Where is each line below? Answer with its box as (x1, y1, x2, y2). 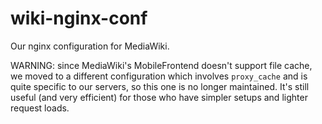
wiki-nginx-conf (10, 7, 148, 30)
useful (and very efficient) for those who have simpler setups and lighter (10, 91, 308, 103)
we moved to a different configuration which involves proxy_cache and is (10, 70, 308, 82)
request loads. (10, 102, 70, 114)
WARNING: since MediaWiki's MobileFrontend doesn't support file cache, (10, 59, 313, 71)
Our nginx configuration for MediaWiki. (10, 40, 170, 52)
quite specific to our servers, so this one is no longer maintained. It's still (10, 80, 310, 92)
